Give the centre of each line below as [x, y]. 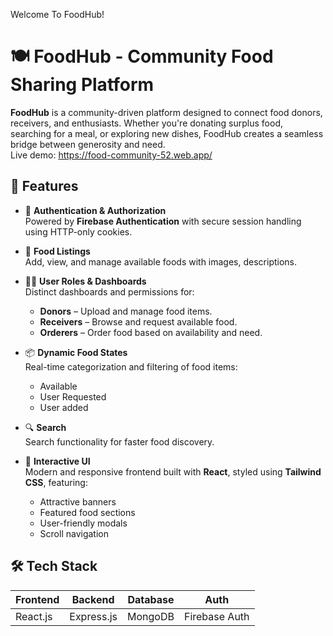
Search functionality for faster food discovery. [119, 441]
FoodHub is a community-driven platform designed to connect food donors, [166, 112]
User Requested [73, 396]
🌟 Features [44, 186]
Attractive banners [78, 501]
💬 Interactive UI [57, 461]
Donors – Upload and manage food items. [126, 311]
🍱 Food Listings [57, 251]
